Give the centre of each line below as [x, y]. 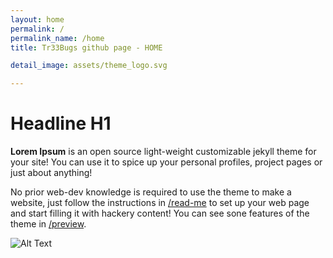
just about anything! [51, 173]
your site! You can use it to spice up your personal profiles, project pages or [166, 162]
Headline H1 [61, 123]
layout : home [37, 19]
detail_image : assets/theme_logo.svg [89, 66]
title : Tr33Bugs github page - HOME [86, 47]
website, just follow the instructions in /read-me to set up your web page [160, 203]
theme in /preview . [48, 224]
